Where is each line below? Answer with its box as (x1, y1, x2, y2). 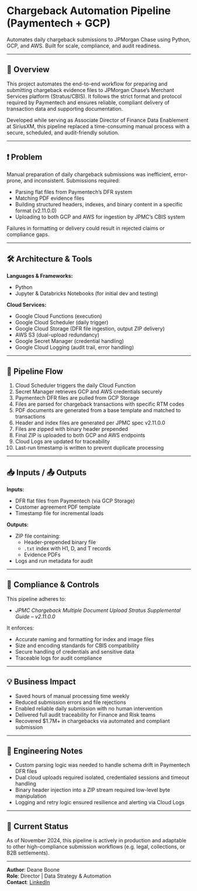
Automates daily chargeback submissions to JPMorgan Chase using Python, (6, 36, 191, 43)
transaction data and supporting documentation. (6, 105, 123, 112)
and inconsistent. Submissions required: (23, 177, 120, 184)
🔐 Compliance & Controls (6, 580, 99, 590)
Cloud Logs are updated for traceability (15, 438, 110, 445)
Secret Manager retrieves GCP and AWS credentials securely (15, 388, 163, 395)
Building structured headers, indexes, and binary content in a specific (15, 200, 183, 208)
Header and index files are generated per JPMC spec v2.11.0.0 (15, 419, 165, 426)
